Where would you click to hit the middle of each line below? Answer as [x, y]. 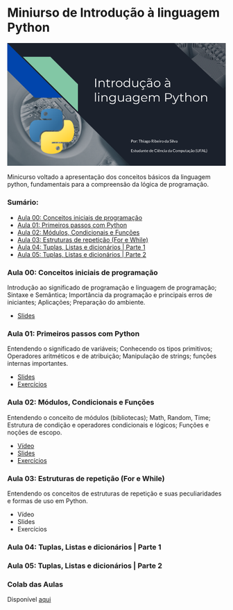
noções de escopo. [35, 432]
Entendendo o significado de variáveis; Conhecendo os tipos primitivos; [110, 349]
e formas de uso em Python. [48, 500]
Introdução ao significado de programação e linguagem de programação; [112, 288]
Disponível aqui [29, 600]
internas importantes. [38, 364]
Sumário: [23, 203]
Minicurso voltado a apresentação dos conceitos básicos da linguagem [109, 177]
